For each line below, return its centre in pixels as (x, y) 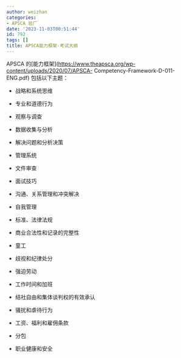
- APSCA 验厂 (22, 23)
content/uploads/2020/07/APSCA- (50, 70)
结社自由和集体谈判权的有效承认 (55, 297)
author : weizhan (27, 12)
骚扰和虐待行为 (34, 309)
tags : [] (17, 40)
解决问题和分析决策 (39, 142)
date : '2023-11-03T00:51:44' (43, 29)
